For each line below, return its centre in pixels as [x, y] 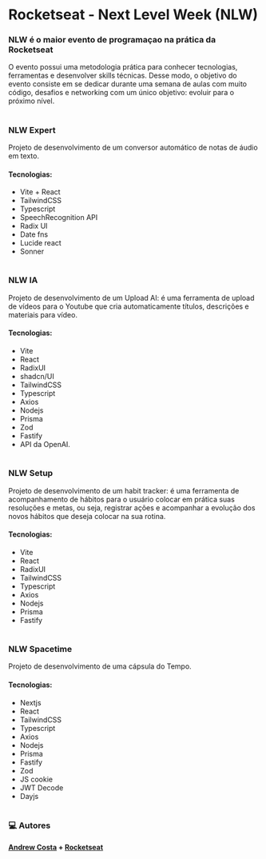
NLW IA [23, 280]
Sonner [32, 252]
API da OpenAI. [45, 445]
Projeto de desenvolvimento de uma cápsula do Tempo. [100, 666]
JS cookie [36, 779]
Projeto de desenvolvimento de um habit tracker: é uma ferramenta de [124, 490]
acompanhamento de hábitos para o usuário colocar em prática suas [122, 499]
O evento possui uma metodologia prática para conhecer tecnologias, [123, 67]
